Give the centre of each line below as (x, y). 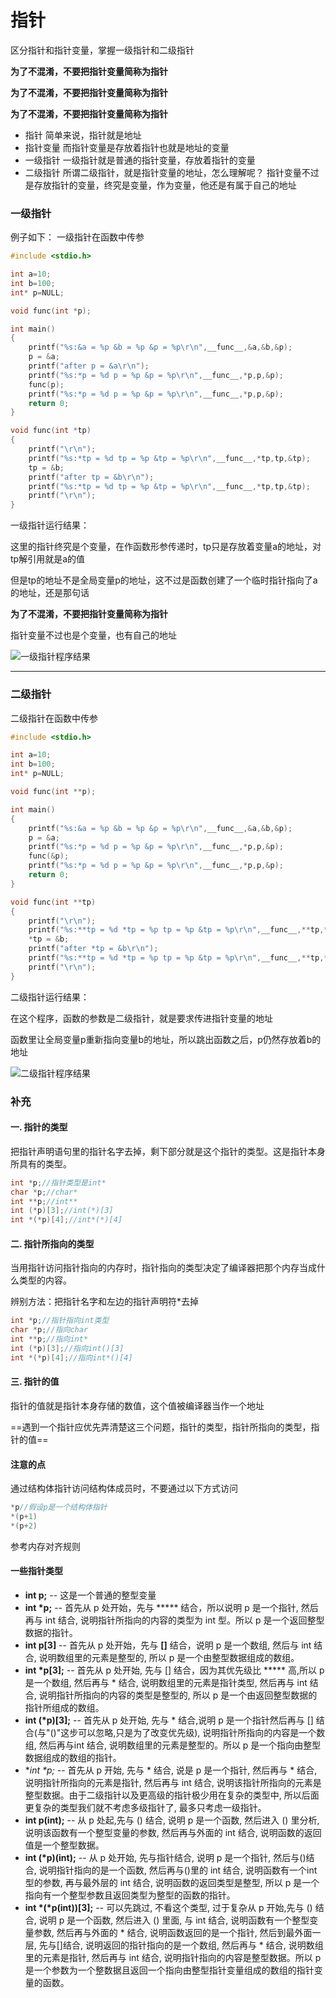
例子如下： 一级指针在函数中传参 (77, 237)
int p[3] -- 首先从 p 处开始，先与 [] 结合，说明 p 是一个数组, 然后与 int (168, 1645)
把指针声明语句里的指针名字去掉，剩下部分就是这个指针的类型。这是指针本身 (168, 1151)
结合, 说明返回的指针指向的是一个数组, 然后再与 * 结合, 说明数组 (193, 1945)
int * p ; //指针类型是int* (58, 1182)
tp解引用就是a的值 (48, 559)
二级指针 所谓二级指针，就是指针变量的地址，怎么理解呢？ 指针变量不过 (172, 172)
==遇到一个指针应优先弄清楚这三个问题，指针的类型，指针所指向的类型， (161, 1427)
